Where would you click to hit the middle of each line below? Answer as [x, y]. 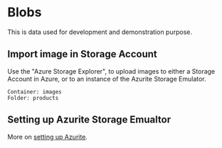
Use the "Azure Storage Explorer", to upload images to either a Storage [111, 71]
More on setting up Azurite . [47, 137]
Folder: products [33, 98]
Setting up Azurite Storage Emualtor [89, 120]
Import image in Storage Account [83, 54]
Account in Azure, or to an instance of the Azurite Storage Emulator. [107, 79]
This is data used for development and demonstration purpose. [100, 32]
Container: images [35, 92]
